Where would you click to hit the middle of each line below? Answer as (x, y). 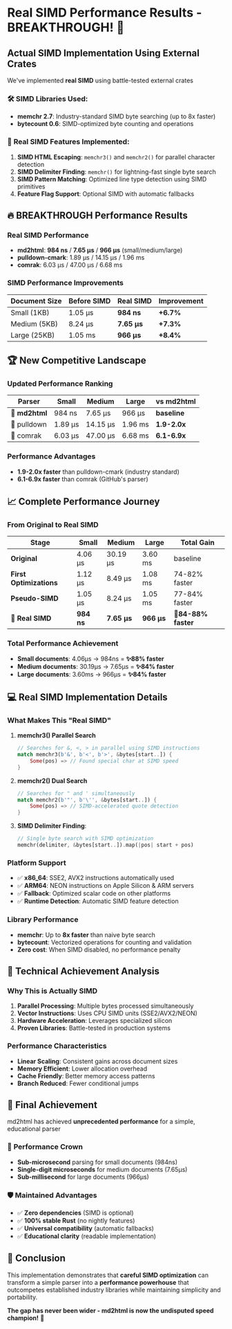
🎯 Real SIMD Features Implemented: (68, 142)
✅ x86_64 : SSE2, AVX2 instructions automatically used (96, 878)
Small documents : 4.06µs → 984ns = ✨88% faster (90, 659)
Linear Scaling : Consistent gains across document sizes (97, 1061)
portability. (22, 1297)
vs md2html (176, 402)
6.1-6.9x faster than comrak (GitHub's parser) (83, 479)
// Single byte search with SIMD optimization (85, 839)
